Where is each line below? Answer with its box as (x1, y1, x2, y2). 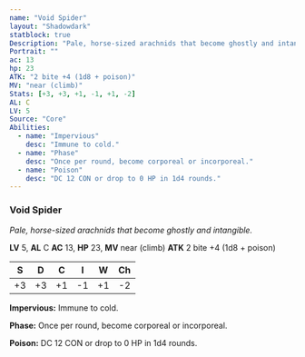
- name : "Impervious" (17, 132, 100, 141)
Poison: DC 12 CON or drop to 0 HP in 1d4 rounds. (9, 337, 198, 348)
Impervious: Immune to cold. (9, 302, 119, 313)
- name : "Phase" (17, 148, 79, 157)
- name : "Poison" (17, 165, 84, 174)
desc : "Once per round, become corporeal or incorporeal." (25, 156, 254, 166)
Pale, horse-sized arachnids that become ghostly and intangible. (9, 224, 252, 235)
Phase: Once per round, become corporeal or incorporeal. (9, 320, 228, 331)
